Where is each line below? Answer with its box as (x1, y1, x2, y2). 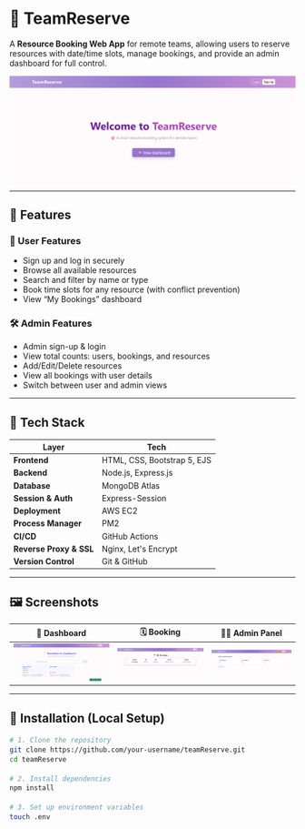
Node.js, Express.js (101, 468, 173, 479)
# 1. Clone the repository (9, 736, 112, 745)
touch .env (9, 813, 51, 822)
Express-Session (101, 492, 167, 503)
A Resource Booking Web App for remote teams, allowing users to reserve (9, 38, 290, 49)
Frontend (13, 455, 49, 466)
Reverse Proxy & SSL (13, 543, 94, 554)
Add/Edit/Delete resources (22, 360, 123, 371)
